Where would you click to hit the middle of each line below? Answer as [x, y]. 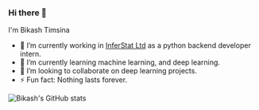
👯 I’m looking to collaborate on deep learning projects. [108, 71]
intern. [30, 54]
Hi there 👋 [28, 13]
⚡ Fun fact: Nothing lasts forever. [73, 80]
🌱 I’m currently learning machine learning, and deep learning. [120, 62]
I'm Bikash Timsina [39, 30]
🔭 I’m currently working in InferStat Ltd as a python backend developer [135, 45]
